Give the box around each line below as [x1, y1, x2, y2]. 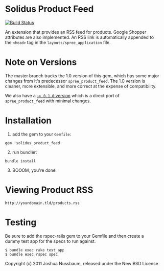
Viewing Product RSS [5, 184, 94, 195]
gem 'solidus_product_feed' [5, 140, 63, 145]
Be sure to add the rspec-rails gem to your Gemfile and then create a [5, 233, 144, 239]
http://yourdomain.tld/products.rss [5, 201, 80, 205]
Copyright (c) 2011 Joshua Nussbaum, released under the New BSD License [5, 260, 158, 266]
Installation [5, 115, 52, 126]
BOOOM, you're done [12, 167, 56, 173]
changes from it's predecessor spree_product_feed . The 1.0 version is [5, 78, 145, 84]
